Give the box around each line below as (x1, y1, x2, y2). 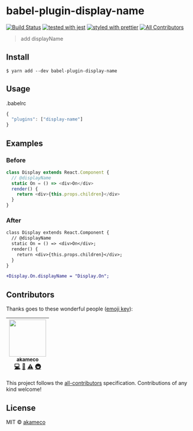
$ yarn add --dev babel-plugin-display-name (6, 68, 117, 74)
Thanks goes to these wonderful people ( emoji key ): (6, 305, 133, 312)
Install (6, 52, 30, 63)
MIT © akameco (6, 418, 46, 426)
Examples (6, 138, 43, 148)
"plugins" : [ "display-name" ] (11, 116, 83, 122)
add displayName (20, 35, 64, 42)
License (6, 403, 36, 413)
